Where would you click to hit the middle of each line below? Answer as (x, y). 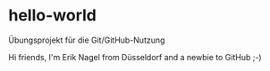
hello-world (53, 16)
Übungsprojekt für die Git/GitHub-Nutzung (87, 40)
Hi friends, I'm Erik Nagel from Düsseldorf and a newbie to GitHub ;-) (135, 57)
